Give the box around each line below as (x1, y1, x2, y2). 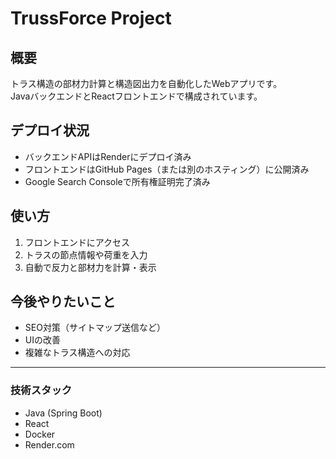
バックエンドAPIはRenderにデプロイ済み (24, 150, 192, 162)
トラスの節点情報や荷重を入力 (24, 248, 148, 261)
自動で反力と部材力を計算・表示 (24, 261, 157, 273)
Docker (24, 428, 56, 440)
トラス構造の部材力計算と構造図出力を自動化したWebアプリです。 (10, 78, 283, 89)
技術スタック (10, 383, 73, 397)
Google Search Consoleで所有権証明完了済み (24, 175, 211, 187)
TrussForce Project (10, 7, 172, 30)
